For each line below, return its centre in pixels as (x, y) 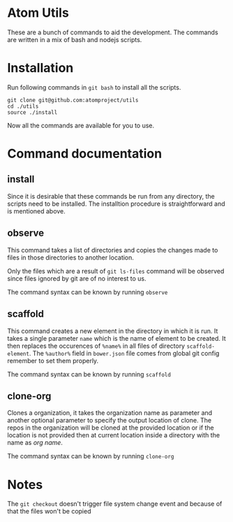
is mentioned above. (37, 211)
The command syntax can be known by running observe (88, 292)
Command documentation (85, 154)
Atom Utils (38, 13)
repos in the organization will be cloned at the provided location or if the (111, 428)
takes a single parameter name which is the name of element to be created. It (117, 338)
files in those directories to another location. (71, 258)
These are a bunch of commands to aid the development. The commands (113, 32)
